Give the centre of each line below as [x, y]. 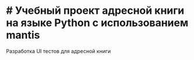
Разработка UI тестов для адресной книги [59, 51]
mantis [23, 35]
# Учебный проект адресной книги [95, 11]
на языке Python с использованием [97, 23]
